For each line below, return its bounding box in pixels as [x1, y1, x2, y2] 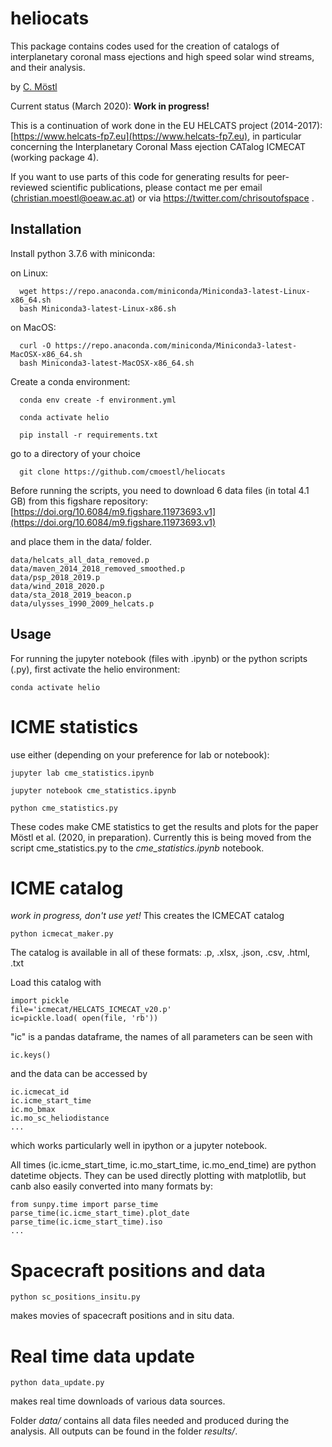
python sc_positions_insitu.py [10, 1292, 141, 1302]
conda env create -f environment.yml [19, 395, 177, 405]
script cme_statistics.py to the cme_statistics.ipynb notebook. [10, 842, 265, 854]
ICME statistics [10, 715, 139, 738]
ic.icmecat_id [10, 1087, 70, 1097]
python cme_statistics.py [10, 803, 118, 813]
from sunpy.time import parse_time [10, 1200, 159, 1210]
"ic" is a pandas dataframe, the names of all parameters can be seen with [10, 1031, 313, 1043]
